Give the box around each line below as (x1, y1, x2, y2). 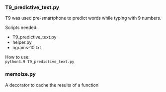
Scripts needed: (5, 25, 38, 31)
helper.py (12, 39, 32, 45)
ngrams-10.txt (12, 45, 41, 51)
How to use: (5, 54, 30, 60)
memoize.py (5, 71, 36, 78)
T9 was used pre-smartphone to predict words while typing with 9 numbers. (5, 15, 162, 21)
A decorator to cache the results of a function (5, 82, 98, 88)
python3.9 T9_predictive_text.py (5, 60, 75, 64)
